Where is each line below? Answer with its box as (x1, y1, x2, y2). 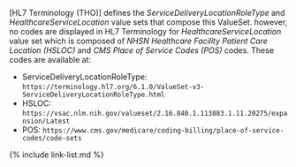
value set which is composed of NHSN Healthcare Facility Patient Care (9, 35, 268, 46)
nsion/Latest (21, 117, 71, 125)
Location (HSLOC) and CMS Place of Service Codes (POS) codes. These (9, 45, 275, 56)
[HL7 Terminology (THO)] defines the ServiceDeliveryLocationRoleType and (9, 8, 285, 18)
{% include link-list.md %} (9, 149, 104, 160)
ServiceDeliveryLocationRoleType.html (21, 90, 165, 99)
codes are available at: (9, 55, 91, 65)
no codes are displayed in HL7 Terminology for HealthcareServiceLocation (9, 27, 282, 36)
